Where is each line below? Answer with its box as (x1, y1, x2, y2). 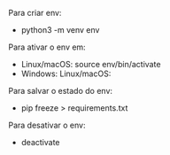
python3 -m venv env (20, 25, 100, 35)
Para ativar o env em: (8, 42, 86, 52)
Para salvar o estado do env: (8, 86, 112, 96)
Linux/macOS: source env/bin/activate (20, 59, 161, 69)
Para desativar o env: (8, 120, 86, 130)
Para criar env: (8, 8, 62, 18)
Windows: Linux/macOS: (20, 68, 112, 79)
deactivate (20, 137, 60, 147)
